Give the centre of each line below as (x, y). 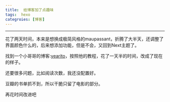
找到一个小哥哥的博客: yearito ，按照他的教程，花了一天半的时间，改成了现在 (84, 56)
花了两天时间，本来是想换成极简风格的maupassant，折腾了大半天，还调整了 (84, 39)
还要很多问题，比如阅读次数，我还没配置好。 (52, 73)
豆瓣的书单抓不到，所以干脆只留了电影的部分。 (54, 84)
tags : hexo (18, 15)
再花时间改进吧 (21, 94)
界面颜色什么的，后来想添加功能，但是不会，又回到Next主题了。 (72, 45)
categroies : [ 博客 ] (25, 19)
